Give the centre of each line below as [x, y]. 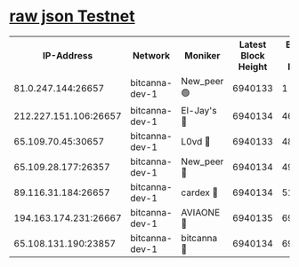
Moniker [202, 55]
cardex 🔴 [200, 192]
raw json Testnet [72, 16]
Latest [253, 44]
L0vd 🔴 [196, 141]
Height [253, 67]
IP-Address [68, 55]
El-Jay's [199, 110]
